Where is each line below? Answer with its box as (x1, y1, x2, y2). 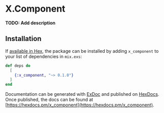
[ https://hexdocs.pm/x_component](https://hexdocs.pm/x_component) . (5, 102, 154, 108)
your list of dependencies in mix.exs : (5, 53, 82, 59)
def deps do (5, 63, 30, 68)
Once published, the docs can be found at (5, 97, 93, 103)
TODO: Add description (5, 20, 56, 26)
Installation (5, 34, 42, 43)
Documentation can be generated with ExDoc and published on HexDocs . (5, 91, 159, 97)
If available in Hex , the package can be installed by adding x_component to (5, 48, 159, 54)
